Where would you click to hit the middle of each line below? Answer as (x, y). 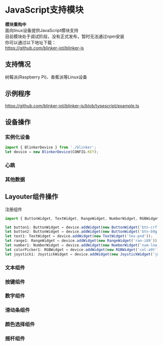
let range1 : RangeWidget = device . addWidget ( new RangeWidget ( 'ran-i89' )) (81, 241)
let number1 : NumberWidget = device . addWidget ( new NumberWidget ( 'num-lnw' (82, 245)
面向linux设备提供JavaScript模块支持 (42, 30)
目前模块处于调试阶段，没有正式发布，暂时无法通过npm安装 (65, 36)
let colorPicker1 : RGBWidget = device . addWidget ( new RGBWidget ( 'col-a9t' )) (83, 250)
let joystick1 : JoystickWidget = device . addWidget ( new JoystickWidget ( (79, 254)
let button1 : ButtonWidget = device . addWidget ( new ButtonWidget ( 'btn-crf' (82, 227)
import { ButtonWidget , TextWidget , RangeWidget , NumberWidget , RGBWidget (82, 219)
